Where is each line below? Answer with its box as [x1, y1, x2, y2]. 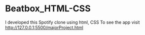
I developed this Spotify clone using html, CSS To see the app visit [5, 19, 140, 25]
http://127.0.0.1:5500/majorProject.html [5, 24, 84, 30]
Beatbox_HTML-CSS [5, 3, 91, 14]
